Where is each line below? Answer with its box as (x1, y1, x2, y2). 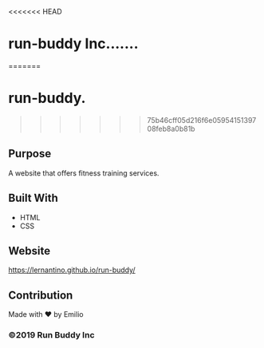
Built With (8, 192, 58, 205)
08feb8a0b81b (147, 124, 195, 133)
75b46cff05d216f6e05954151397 (147, 115, 257, 125)
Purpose (8, 147, 52, 160)
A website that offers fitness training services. (8, 168, 160, 178)
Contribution (8, 288, 73, 302)
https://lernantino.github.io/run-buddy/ (8, 265, 136, 275)
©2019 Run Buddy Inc (8, 330, 95, 341)
